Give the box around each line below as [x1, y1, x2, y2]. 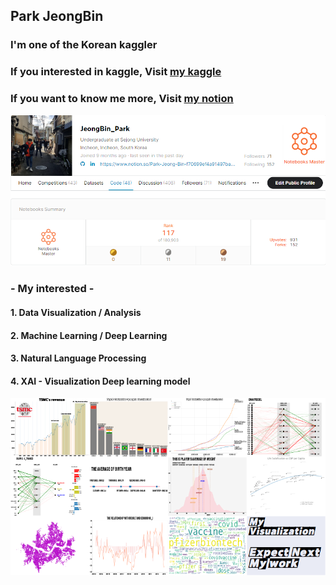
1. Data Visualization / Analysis [10, 306, 142, 318]
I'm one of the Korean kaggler [10, 38, 158, 52]
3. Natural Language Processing [10, 352, 147, 364]
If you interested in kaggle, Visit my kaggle [10, 65, 222, 79]
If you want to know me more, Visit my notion [10, 92, 234, 106]
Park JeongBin [10, 8, 104, 25]
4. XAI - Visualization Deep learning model [10, 375, 191, 387]
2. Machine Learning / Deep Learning [10, 329, 168, 341]
